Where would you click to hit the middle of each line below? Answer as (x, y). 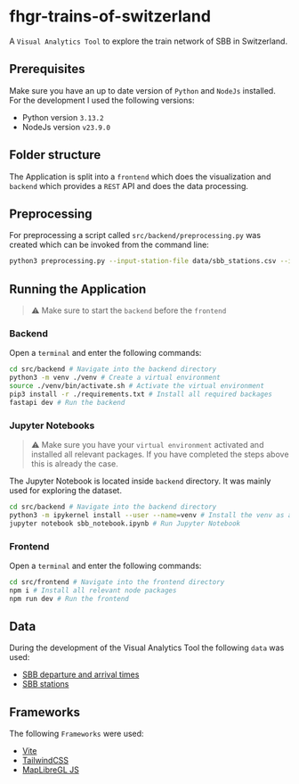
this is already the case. (74, 464)
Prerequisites (47, 69)
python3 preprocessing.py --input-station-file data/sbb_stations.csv (143, 261)
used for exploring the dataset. (66, 491)
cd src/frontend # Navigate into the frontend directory (117, 582)
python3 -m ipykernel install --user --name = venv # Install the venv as (147, 515)
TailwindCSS (45, 761)
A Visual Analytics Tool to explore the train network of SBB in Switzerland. (148, 41)
